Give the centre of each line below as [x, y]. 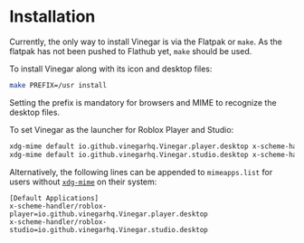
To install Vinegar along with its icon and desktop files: [111, 69]
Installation [52, 17]
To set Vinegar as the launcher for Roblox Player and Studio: [122, 129]
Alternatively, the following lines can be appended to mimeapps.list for [141, 172]
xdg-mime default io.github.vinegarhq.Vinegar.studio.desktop [129, 154]
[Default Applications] [54, 198]
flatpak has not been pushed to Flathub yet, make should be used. [131, 51]
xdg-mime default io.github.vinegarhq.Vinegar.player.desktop [129, 146]
